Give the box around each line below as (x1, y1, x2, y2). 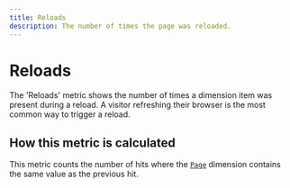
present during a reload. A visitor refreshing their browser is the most (9, 100, 266, 111)
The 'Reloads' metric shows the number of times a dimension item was (9, 90, 273, 101)
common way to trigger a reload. (9, 109, 131, 120)
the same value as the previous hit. (9, 168, 140, 180)
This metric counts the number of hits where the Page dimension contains (9, 159, 282, 170)
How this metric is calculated (9, 135, 176, 150)
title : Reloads (9, 13, 67, 22)
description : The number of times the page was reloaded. (9, 22, 231, 31)
